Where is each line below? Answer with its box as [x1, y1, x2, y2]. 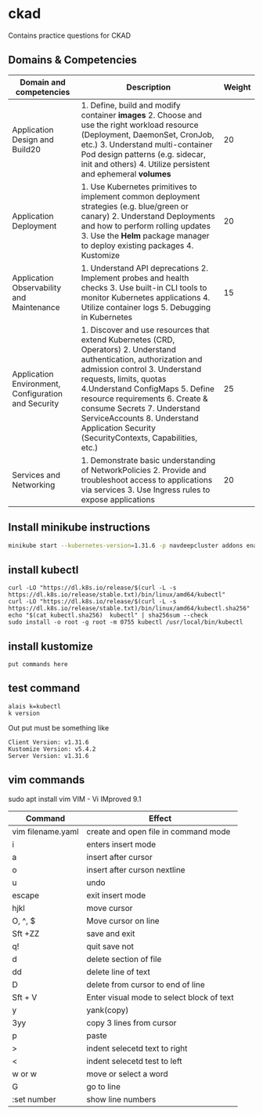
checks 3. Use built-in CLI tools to [81, 282, 207, 293]
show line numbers [86, 1094, 157, 1105]
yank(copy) [86, 1004, 129, 1015]
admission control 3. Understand [81, 363, 202, 374]
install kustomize [8, 639, 94, 653]
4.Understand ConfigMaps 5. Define [81, 383, 215, 394]
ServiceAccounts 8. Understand [81, 413, 200, 424]
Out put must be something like [8, 723, 110, 732]
